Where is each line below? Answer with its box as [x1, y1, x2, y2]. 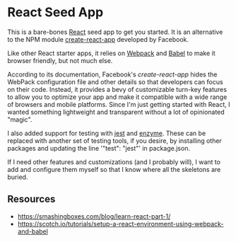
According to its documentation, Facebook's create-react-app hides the [7, 70, 218, 79]
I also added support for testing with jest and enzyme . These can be [7, 129, 206, 137]
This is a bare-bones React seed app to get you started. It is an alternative [7, 28, 223, 36]
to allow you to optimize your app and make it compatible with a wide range [7, 93, 228, 101]
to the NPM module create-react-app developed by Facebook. [7, 35, 189, 43]
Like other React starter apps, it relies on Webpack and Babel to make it [7, 49, 216, 57]
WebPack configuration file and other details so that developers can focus [7, 77, 224, 86]
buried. [7, 173, 28, 181]
